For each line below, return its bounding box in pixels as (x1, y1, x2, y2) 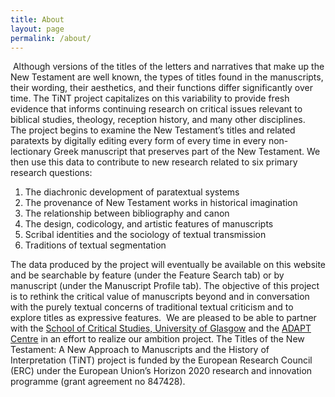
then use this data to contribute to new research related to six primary (10, 156, 298, 168)
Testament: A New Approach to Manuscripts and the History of (10, 344, 270, 356)
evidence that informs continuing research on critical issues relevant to (10, 103, 303, 115)
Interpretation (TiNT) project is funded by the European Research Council (10, 354, 313, 366)
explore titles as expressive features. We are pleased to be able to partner (10, 312, 317, 324)
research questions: (10, 167, 93, 179)
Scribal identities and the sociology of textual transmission (24, 229, 267, 241)
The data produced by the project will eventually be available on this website (10, 259, 327, 271)
